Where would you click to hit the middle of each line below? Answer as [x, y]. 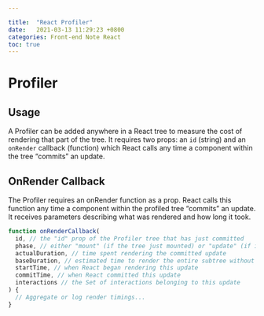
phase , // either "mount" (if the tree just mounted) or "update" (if [133, 246]
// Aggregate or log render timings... [81, 297]
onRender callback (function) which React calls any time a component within [130, 148]
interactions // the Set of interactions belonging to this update [128, 283]
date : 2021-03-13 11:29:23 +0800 [66, 30]
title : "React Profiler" [50, 22]
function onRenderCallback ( [54, 232]
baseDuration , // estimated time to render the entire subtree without [135, 261]
